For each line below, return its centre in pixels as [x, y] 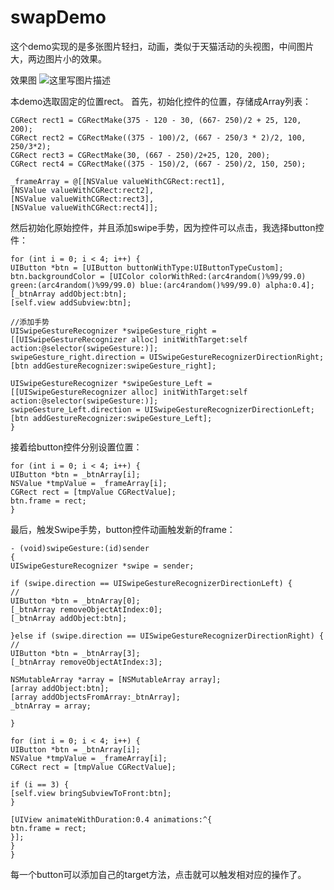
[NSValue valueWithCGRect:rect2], [82, 190]
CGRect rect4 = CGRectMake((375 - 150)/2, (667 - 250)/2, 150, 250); [158, 164]
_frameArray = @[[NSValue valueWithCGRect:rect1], [118, 181]
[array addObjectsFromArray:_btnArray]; [96, 697]
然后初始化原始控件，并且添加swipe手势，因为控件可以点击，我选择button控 [167, 227]
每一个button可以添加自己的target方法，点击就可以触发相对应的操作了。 [158, 874]
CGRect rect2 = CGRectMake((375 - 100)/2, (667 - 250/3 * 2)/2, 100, [158, 137]
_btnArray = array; [51, 706]
